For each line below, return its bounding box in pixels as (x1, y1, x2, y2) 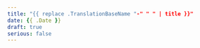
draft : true (7, 23, 42, 30)
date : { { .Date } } (7, 17, 61, 24)
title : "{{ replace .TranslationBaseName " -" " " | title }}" (7, 10, 194, 18)
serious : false (7, 30, 52, 37)
